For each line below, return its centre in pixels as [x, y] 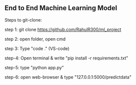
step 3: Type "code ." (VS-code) [37, 48]
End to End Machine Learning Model [61, 8]
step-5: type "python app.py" [34, 67]
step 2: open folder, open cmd [35, 39]
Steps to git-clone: [23, 20]
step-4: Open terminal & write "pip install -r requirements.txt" [67, 58]
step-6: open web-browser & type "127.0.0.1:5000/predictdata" [68, 77]
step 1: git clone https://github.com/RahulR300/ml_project [63, 29]
